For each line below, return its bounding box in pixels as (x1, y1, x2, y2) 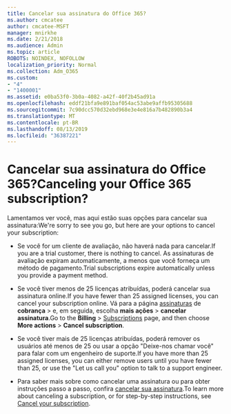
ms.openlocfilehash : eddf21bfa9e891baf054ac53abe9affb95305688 (7, 100, 193, 107)
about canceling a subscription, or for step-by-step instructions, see (17, 392, 212, 400)
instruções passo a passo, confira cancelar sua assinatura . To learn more (17, 384, 224, 393)
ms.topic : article (7, 49, 60, 56)
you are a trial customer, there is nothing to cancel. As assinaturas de (17, 249, 214, 257)
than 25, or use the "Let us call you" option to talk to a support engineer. (17, 364, 223, 373)
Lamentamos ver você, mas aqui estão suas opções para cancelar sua (7, 214, 208, 222)
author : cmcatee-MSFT (7, 23, 70, 30)
